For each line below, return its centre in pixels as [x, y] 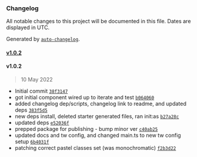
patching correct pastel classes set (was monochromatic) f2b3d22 [96, 148]
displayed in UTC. [28, 27]
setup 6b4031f [32, 142]
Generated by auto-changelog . [43, 39]
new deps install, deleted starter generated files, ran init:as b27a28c [97, 117]
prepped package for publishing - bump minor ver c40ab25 [86, 129]
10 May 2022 [37, 80]
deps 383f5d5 [31, 110]
